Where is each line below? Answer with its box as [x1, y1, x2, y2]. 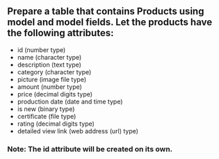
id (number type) [17, 45, 66, 54]
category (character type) [17, 67, 92, 76]
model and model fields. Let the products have [7, 17, 213, 28]
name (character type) [17, 53, 82, 61]
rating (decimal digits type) [17, 119, 95, 128]
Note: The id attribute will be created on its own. [7, 144, 173, 153]
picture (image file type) [17, 75, 87, 83]
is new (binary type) [17, 104, 75, 113]
